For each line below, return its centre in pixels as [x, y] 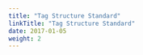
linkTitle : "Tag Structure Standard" [72, 23]
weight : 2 [25, 38]
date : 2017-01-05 [38, 31]
